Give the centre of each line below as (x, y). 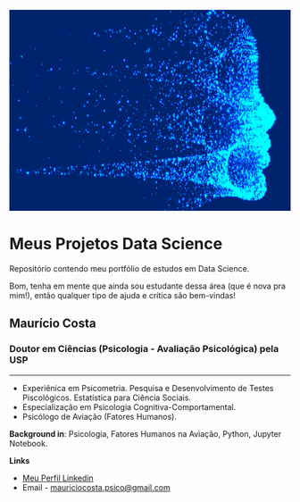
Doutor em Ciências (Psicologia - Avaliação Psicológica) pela (144, 349)
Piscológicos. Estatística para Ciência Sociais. (107, 397)
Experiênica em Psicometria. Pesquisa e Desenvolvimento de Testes (148, 388)
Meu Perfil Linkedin (58, 478)
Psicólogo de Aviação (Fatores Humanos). (99, 416)
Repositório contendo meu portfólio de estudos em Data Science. (129, 268)
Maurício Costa (53, 324)
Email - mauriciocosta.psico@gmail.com (96, 487)
